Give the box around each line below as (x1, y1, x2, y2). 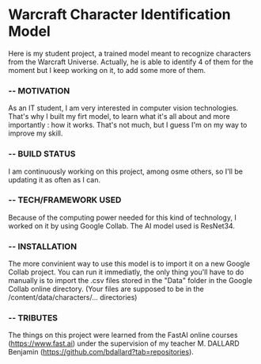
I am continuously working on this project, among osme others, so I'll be (8, 167, 244, 176)
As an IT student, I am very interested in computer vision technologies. (8, 103, 239, 113)
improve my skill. (8, 128, 63, 138)
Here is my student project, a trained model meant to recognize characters (8, 48, 252, 58)
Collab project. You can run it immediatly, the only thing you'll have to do (8, 267, 244, 277)
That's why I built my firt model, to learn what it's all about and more (8, 112, 231, 121)
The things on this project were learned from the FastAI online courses (8, 331, 239, 340)
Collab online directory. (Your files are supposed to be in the (8, 284, 204, 294)
